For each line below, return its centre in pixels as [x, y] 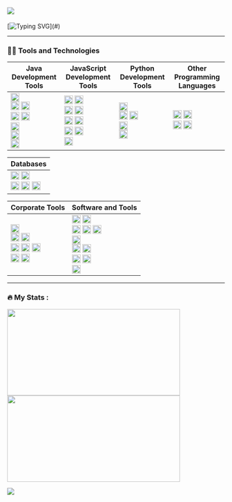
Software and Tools [104, 207]
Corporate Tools [38, 207]
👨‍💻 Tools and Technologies [54, 50]
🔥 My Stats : [28, 297]
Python [142, 68]
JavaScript [88, 68]
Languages [197, 86]
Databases [29, 164]
